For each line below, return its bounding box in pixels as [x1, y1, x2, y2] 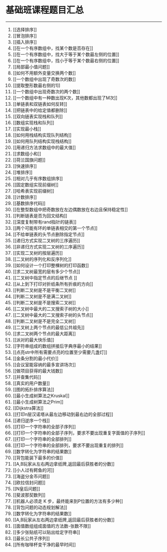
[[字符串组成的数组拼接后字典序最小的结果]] [12, 343, 102, 349]
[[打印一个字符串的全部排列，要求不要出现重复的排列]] [12, 442, 124, 448]
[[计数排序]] [12, 194, 37, 200]
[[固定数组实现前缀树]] [12, 182, 59, 188]
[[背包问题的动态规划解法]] [12, 504, 67, 510]
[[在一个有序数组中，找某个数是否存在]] [12, 45, 94, 51]
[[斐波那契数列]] [12, 492, 46, 498]
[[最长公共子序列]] [12, 535, 50, 541]
